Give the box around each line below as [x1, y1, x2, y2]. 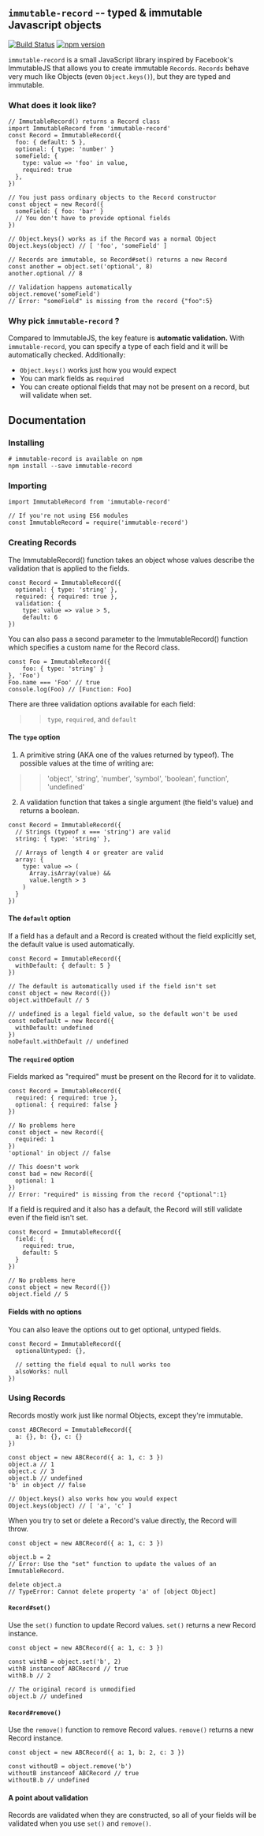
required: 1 [15, 1136, 55, 1144]
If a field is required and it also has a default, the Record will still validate [8, 1205, 243, 1214]
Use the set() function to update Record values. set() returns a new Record [8, 1621, 256, 1629]
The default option [8, 913, 71, 923]
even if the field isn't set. [8, 1213, 88, 1223]
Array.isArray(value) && [28, 869, 111, 877]
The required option [8, 1054, 75, 1064]
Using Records [8, 1392, 65, 1403]
